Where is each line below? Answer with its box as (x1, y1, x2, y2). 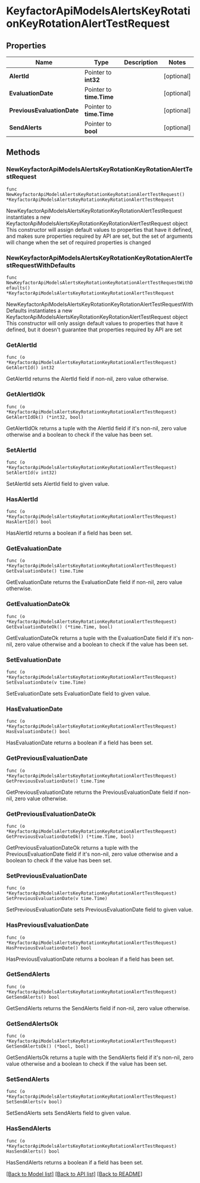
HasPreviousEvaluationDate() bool (6, 945, 92, 951)
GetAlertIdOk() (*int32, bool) (6, 414, 84, 420)
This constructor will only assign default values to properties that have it (6, 319, 183, 327)
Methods (6, 147, 40, 157)
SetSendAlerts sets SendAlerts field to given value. (6, 1110, 131, 1117)
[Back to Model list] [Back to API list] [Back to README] (6, 1170, 143, 1178)
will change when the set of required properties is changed (6, 238, 151, 246)
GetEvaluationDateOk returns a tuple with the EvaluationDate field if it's (6, 634, 181, 641)
